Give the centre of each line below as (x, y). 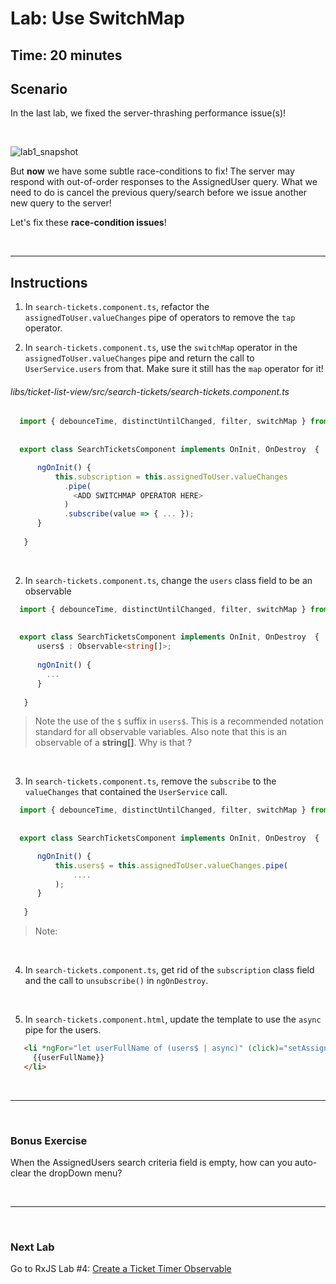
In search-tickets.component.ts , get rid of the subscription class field (169, 970)
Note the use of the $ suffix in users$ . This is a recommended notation (179, 721)
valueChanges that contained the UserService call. (126, 792)
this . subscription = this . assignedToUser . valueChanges (171, 477)
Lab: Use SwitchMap (97, 18)
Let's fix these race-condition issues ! (88, 223)
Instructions (49, 282)
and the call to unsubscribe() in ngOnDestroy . (116, 981)
